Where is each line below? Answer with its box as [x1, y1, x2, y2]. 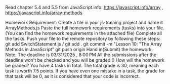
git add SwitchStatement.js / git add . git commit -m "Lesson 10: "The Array [5, 41, 162, 47]
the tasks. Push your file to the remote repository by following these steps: [5, 35, 160, 41]
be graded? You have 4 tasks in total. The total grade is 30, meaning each [5, 63, 159, 68]
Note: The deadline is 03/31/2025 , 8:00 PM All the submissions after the [5, 52, 157, 58]
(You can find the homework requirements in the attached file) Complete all [5, 30, 162, 36]
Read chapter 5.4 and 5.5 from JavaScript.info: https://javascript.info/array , [5, 5, 163, 10]
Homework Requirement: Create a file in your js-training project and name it [5, 20, 163, 25]
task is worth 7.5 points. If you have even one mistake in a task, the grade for [5, 68, 165, 74]
